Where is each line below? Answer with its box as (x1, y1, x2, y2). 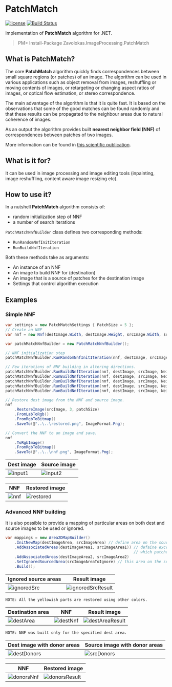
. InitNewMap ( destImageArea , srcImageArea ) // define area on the (14, 540, 157, 545)
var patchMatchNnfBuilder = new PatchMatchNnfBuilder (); (5, 341, 130, 346)
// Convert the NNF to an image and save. (5, 431, 97, 436)
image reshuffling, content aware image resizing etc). (5, 175, 118, 182)
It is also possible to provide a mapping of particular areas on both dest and (5, 520, 165, 526)
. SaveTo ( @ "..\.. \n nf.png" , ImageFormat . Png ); (14, 449, 114, 455)
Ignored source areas (8, 575, 61, 583)
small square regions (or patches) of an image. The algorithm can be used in (5, 74, 167, 80)
